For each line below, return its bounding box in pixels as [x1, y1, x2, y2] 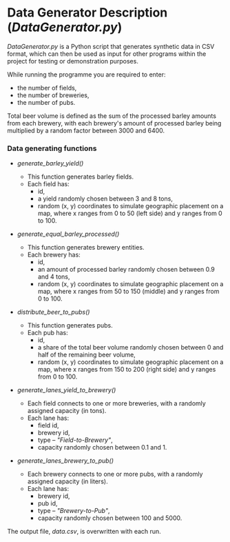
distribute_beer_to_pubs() [17, 308, 90, 317]
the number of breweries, [17, 91, 90, 99]
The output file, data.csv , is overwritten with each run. [7, 528, 162, 536]
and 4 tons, [37, 272, 70, 281]
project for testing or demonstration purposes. [7, 57, 139, 65]
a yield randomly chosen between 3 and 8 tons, [37, 194, 174, 203]
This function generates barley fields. [27, 172, 134, 181]
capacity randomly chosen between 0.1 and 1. [37, 443, 167, 452]
